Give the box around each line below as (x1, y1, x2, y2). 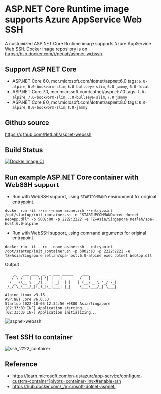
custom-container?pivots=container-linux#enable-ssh (12, 378, 121, 384)
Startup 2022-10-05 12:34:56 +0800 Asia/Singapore (5, 301, 111, 306)
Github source (5, 119, 50, 127)
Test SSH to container (5, 333, 73, 341)
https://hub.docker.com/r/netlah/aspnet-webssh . (5, 51, 104, 57)
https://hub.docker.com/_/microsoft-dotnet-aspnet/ (12, 383, 116, 389)
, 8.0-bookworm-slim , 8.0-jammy (25, 104, 88, 110)
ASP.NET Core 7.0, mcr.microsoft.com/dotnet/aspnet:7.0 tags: (12, 88, 137, 94)
